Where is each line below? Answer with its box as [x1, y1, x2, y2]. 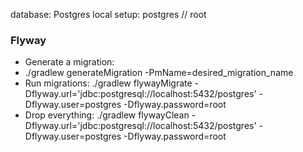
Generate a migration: [24, 56, 115, 68]
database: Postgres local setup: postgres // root [10, 9, 207, 20]
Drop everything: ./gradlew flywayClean [24, 109, 190, 121]
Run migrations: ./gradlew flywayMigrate [24, 77, 193, 89]
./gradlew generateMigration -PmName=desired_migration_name [24, 67, 294, 79]
